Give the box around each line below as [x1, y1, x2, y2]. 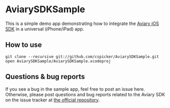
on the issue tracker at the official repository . [5, 97, 100, 103]
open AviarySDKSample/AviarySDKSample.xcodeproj [5, 59, 111, 64]
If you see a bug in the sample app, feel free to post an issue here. [5, 86, 145, 92]
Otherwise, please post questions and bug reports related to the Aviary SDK [5, 91, 165, 97]
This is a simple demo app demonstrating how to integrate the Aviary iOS [5, 20, 159, 26]
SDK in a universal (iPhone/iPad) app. [5, 25, 84, 32]
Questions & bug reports [5, 72, 86, 81]
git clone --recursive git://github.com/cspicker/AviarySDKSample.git [5, 54, 159, 59]
